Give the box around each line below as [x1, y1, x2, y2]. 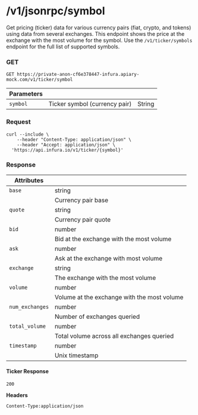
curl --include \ [6, 131, 49, 137]
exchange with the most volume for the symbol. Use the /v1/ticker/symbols [6, 36, 193, 44]
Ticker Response [6, 368, 49, 375]
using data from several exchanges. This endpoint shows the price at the [6, 30, 185, 37]
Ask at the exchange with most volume [54, 254, 163, 262]
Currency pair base [54, 196, 109, 204]
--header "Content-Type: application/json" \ [17, 136, 132, 143]
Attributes [14, 176, 44, 185]
